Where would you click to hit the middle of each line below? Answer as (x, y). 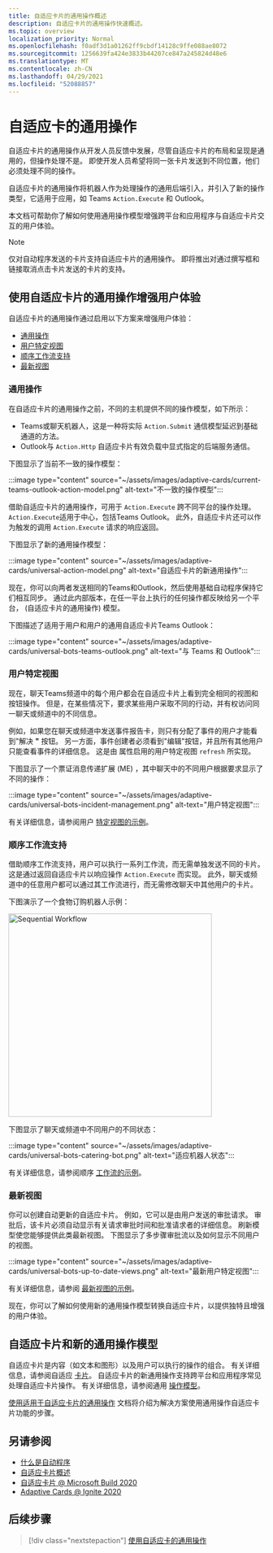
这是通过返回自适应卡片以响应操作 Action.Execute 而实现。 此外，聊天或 (130, 874)
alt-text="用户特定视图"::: (217, 804)
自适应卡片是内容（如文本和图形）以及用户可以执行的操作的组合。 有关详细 (134, 1365)
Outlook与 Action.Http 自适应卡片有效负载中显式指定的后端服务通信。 (137, 446)
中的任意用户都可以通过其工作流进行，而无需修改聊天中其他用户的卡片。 (136, 885)
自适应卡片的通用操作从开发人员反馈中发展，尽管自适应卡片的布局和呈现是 (133, 150)
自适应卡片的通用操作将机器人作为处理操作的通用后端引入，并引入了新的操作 (136, 189)
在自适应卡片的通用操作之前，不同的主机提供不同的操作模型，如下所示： (129, 408)
